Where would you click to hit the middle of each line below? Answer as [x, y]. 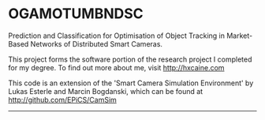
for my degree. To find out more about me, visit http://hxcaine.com [116, 67]
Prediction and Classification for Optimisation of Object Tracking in [116, 36]
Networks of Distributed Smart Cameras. [97, 43]
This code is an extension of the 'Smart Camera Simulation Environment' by [131, 83]
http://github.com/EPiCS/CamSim [62, 99]
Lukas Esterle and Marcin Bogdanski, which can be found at [106, 91]
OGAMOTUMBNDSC [76, 14]
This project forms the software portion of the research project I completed [130, 59]
